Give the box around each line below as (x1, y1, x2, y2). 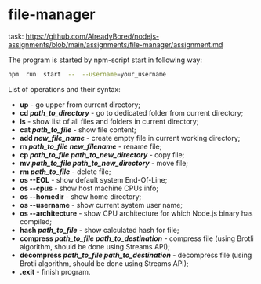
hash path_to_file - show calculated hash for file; (19, 225, 179, 234)
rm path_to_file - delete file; (19, 167, 111, 176)
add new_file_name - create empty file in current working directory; (19, 133, 241, 142)
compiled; (19, 216, 53, 226)
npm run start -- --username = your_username (8, 70, 167, 78)
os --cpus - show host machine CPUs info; (19, 183, 159, 193)
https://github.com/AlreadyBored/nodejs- (25, 31, 159, 41)
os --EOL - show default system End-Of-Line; (19, 175, 168, 184)
